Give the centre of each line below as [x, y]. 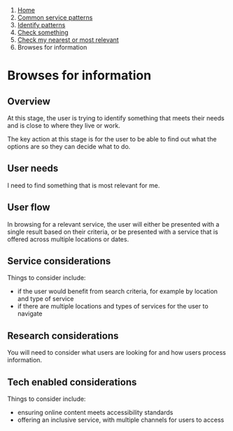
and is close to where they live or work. [64, 126]
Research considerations [63, 335]
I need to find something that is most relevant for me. [84, 185]
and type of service [45, 299]
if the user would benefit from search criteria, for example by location [118, 291]
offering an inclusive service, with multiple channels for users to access [121, 420]
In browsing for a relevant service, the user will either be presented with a [113, 224]
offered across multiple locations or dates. [68, 239]
